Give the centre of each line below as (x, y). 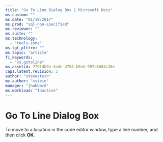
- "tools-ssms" (26, 43)
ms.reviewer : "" (22, 29)
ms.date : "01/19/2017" (29, 19)
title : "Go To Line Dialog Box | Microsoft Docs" (59, 10)
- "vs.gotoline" (27, 62)
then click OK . (20, 135)
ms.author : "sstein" (27, 81)
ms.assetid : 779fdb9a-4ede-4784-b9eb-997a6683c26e (60, 67)
